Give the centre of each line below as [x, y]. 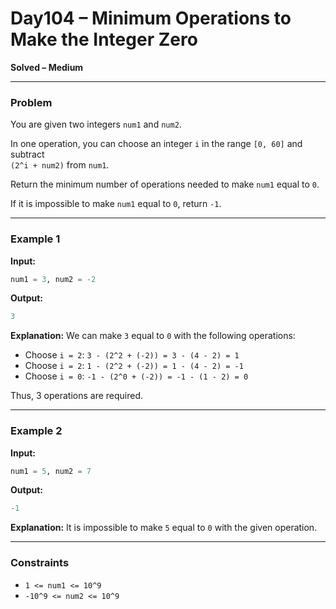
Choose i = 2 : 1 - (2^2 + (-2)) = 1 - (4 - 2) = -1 [134, 366]
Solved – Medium [47, 67]
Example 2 [36, 431]
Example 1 [35, 239]
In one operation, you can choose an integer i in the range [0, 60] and [156, 144]
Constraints [40, 563]
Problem [31, 102]
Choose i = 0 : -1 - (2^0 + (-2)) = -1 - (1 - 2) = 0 [136, 376]
